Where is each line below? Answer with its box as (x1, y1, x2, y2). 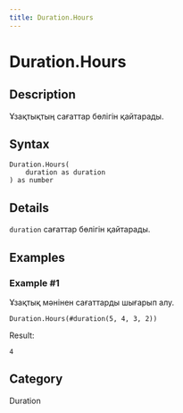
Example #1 (9, 276, 60, 289)
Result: (9, 330, 35, 341)
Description (9, 87, 76, 103)
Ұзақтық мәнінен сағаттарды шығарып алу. (9, 297, 175, 308)
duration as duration (25, 168, 105, 177)
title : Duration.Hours (9, 13, 94, 22)
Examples (9, 249, 65, 265)
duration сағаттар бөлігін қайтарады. (9, 224, 151, 235)
